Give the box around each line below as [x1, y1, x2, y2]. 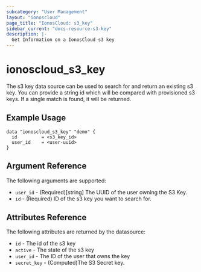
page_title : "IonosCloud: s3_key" [6, 20, 94, 26]
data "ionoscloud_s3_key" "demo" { [6, 129, 96, 135]
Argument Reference [6, 161, 87, 172]
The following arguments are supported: [6, 177, 107, 184]
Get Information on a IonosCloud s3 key [11, 37, 115, 43]
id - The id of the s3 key [14, 240, 76, 247]
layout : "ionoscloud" [6, 14, 61, 20]
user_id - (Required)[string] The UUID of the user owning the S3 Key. [14, 188, 188, 196]
